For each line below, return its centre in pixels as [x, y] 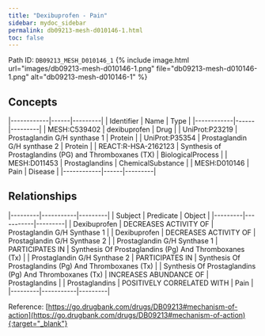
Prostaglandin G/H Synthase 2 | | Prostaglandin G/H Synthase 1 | [113, 241]
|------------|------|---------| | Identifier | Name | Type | [100, 121]
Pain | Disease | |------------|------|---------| [82, 172]
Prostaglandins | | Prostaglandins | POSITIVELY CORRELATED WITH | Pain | [131, 283]
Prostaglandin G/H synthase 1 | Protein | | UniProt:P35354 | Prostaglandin [128, 138]
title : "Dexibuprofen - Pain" [58, 15]
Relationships [43, 196]
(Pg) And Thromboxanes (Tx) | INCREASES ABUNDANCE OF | [109, 274]
